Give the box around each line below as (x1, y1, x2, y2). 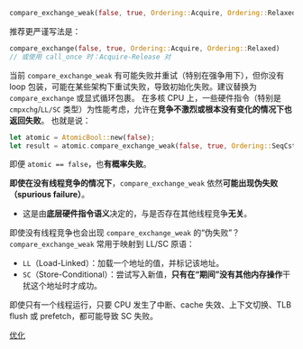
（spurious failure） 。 (9, 189, 90, 200)
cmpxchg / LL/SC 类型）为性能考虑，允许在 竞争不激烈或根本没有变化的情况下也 (9, 104, 292, 115)
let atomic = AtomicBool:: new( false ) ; (9, 133, 155, 142)
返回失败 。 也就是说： (9, 115, 91, 125)
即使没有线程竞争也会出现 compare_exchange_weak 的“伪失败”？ (9, 227, 241, 238)
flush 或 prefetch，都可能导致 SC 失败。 (9, 311, 158, 322)
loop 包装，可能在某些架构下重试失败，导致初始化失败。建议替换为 (9, 81, 257, 92)
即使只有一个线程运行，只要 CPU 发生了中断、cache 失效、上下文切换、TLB (9, 299, 291, 310)
